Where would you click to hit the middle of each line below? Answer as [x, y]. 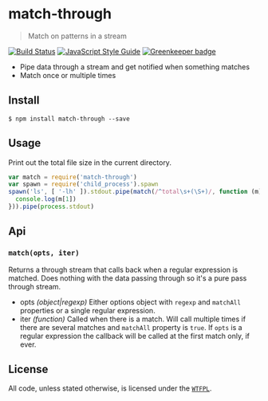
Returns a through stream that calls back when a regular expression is [123, 269]
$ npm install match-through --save [69, 119]
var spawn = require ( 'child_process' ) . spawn [83, 184]
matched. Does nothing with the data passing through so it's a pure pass [128, 278]
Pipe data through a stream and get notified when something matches [134, 67]
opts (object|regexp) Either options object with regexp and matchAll [130, 302]
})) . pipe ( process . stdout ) [51, 207]
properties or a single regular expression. [87, 310]
